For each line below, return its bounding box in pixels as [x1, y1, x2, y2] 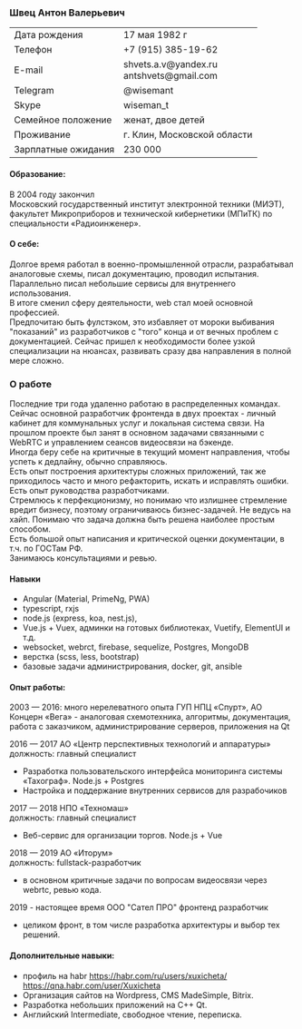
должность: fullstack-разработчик [9, 857, 142, 868]
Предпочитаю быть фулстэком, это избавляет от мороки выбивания [9, 316, 275, 328]
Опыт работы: [9, 681, 66, 692]
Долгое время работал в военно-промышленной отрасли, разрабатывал [9, 259, 294, 269]
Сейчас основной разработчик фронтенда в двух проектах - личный [9, 408, 277, 418]
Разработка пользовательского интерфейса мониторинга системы [22, 766, 283, 777]
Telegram [14, 84, 54, 97]
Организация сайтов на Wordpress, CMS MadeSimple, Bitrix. [22, 989, 254, 1000]
